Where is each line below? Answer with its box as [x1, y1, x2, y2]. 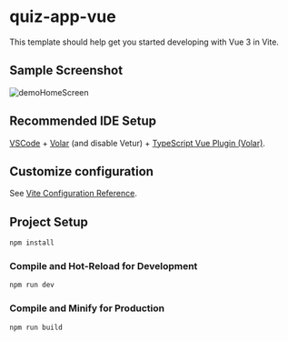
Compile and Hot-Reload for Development [9, 259, 198, 272]
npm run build [9, 323, 64, 332]
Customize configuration [9, 164, 154, 179]
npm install [9, 238, 55, 247]
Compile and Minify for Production [9, 302, 165, 315]
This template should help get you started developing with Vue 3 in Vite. [9, 36, 280, 47]
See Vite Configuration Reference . [9, 188, 138, 199]
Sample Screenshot [9, 63, 124, 78]
